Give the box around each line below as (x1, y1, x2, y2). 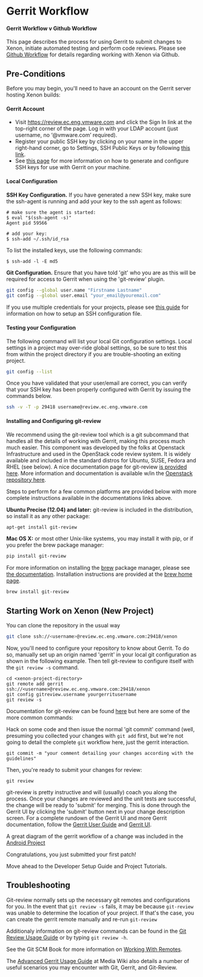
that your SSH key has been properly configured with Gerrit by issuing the (6, 386, 191, 393)
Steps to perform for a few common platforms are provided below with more (6, 487, 197, 495)
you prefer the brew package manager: (6, 541, 104, 549)
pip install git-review (6, 553, 67, 559)
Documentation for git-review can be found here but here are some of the (6, 707, 190, 714)
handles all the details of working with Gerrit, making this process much (6, 437, 185, 444)
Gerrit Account (6, 105, 45, 112)
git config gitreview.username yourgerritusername (6, 691, 137, 697)
